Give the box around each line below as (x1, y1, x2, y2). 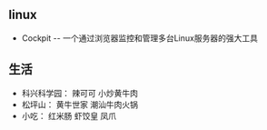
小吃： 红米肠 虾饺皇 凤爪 (21, 110, 117, 121)
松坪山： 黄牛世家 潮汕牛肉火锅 (21, 99, 138, 110)
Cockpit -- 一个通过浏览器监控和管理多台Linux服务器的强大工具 (21, 32, 258, 44)
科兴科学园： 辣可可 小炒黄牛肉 (21, 87, 138, 98)
